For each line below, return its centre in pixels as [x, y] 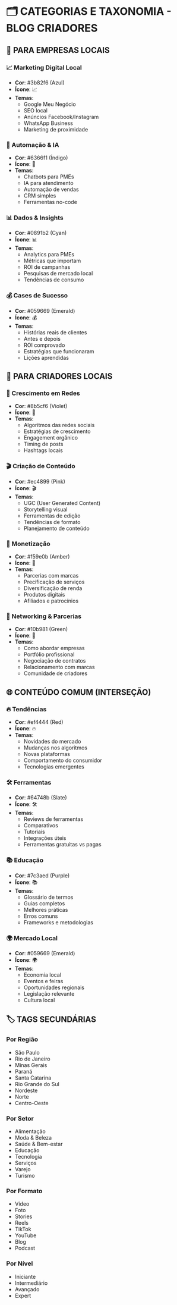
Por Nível [20, 1263]
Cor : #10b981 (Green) [41, 629]
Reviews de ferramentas [53, 819]
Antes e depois [42, 338]
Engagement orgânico [51, 438]
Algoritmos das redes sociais [59, 425]
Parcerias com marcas [51, 576]
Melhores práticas [46, 909]
